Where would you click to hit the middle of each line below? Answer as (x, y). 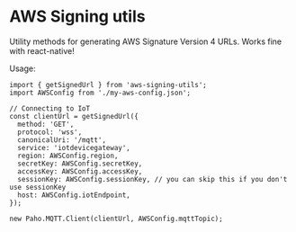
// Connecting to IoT (50, 108)
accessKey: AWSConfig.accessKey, (80, 171)
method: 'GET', (46, 124)
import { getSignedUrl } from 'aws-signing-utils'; (108, 85)
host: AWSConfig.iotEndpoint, (74, 195)
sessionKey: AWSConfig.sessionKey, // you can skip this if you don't (152, 179)
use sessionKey (38, 187)
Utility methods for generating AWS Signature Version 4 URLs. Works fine (145, 41)
